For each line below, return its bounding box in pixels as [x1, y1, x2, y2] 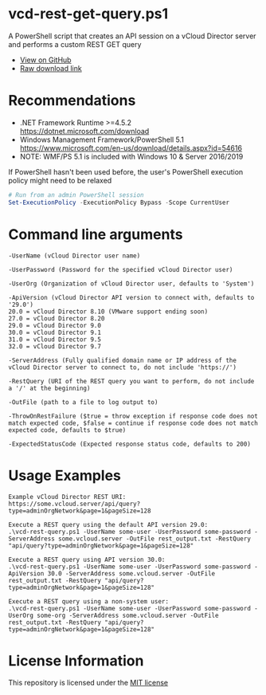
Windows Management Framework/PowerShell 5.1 [19, 135, 185, 144]
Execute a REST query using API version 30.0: [8, 556, 166, 563]
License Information [8, 651, 144, 669]
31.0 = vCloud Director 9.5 [8, 336, 102, 344]
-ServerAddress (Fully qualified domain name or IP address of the [8, 356, 237, 364]
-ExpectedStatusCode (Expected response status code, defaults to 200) [8, 440, 251, 448]
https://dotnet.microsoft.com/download [19, 126, 150, 135]
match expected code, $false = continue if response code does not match [8, 419, 259, 427]
